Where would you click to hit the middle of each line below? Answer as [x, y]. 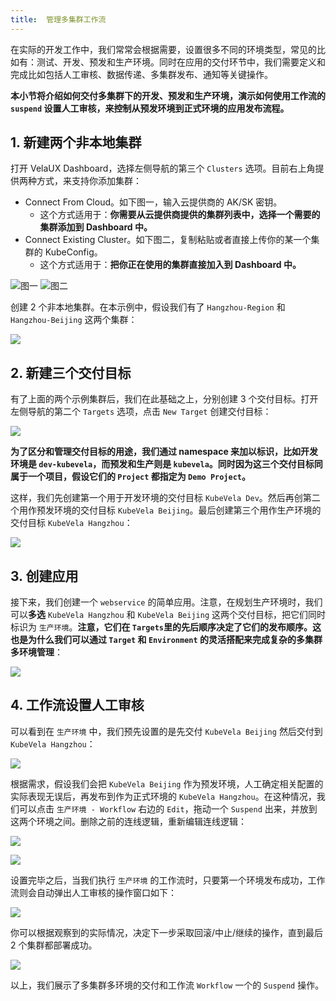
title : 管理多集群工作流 [58, 19]
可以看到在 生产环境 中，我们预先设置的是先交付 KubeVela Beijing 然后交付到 [166, 731]
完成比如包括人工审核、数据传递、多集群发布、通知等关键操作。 [141, 74]
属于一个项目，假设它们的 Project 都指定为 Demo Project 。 [130, 477]
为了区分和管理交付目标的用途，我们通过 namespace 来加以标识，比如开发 [164, 452]
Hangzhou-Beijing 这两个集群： [74, 320]
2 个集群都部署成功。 [54, 945]
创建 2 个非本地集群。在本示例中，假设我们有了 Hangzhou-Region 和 [148, 307]
